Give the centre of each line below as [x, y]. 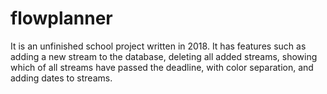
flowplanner [61, 18]
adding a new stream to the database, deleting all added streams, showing [164, 56]
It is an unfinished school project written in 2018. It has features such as [158, 46]
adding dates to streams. [61, 78]
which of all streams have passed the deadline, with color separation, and [162, 67]
